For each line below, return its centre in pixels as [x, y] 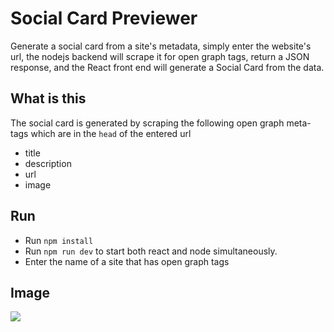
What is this [48, 98]
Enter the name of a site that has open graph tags [127, 261]
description [48, 163]
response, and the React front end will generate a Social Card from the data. [167, 67]
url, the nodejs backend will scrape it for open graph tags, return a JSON [160, 56]
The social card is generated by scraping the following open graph [147, 123]
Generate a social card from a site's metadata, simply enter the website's [161, 46]
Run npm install [59, 240]
